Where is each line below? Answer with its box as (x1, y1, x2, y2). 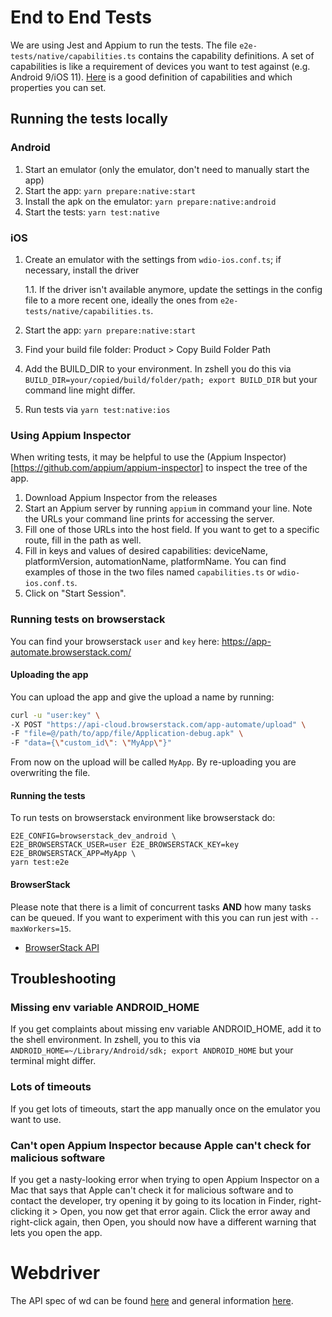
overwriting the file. (10, 767, 91, 779)
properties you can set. (10, 81, 107, 93)
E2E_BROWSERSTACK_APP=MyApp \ (10, 849, 137, 859)
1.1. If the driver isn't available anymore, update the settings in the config (24, 283, 323, 295)
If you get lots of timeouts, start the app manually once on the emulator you (10, 1102, 321, 1115)
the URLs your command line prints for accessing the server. (24, 513, 275, 525)
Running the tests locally (10, 111, 168, 128)
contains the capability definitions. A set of (138, 49, 315, 61)
